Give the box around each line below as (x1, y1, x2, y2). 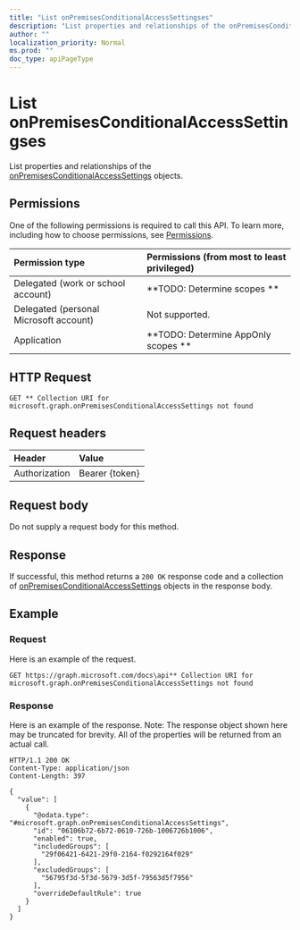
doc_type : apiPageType (9, 55, 94, 63)
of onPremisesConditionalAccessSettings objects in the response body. (9, 580, 273, 591)
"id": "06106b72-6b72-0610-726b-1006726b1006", (32, 826, 214, 835)
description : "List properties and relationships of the (9, 21, 226, 30)
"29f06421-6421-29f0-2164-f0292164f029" (41, 850, 194, 858)
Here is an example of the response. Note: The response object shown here (9, 719, 288, 730)
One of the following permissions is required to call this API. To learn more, (9, 220, 285, 231)
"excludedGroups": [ (32, 865, 110, 875)
